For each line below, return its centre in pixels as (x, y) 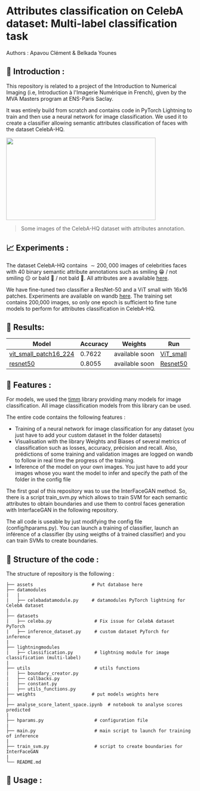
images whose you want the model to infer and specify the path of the (101, 473)
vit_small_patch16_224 (42, 354)
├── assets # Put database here (75, 585)
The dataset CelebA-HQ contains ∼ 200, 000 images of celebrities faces (96, 265)
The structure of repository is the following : (60, 574)
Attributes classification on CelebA (95, 11)
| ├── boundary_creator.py (42, 673)
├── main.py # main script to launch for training (99, 731)
